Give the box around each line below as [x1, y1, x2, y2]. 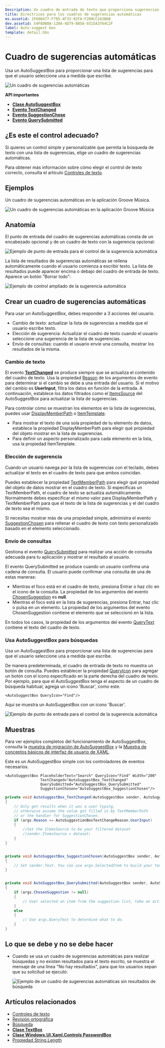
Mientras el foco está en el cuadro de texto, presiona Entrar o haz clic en [12, 584, 160, 589]
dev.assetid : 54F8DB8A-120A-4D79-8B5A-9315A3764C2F [5, 21, 113, 26]
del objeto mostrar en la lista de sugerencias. [12, 431, 104, 436]
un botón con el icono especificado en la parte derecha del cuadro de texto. [5, 673, 159, 679]
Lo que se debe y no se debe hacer [5, 940, 114, 949]
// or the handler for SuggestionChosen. [14, 813, 100, 818]
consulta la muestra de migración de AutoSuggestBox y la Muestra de [5, 744, 147, 750]
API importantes [5, 92, 39, 97]
